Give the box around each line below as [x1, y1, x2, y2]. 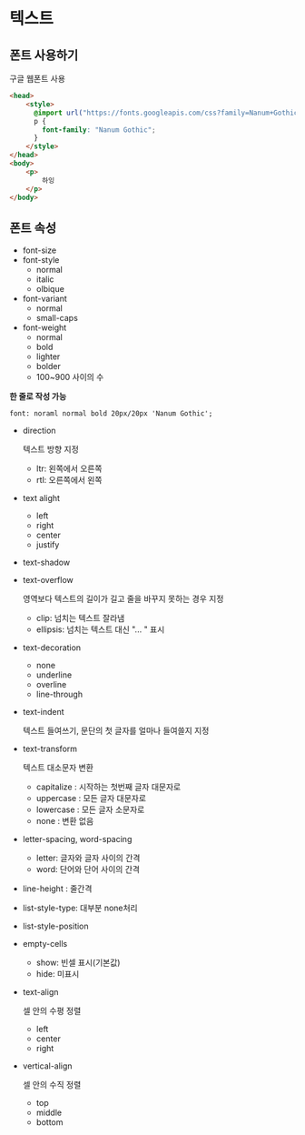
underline [35, 669, 73, 680]
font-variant [22, 293, 68, 305]
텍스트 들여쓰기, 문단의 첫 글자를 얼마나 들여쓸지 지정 [22, 725, 210, 737]
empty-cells [22, 939, 68, 949]
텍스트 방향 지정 [22, 444, 79, 455]
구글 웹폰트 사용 [9, 74, 66, 84]
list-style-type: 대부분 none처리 [22, 902, 138, 914]
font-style [22, 255, 60, 266]
